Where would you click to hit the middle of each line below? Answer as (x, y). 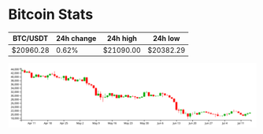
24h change (76, 39)
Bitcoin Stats (51, 15)
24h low (166, 39)
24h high (122, 39)
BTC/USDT (31, 39)
